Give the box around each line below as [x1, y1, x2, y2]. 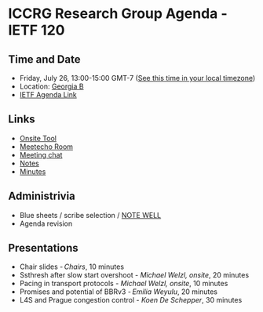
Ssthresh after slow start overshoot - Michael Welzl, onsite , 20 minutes [19, 270, 250, 280]
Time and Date [8, 53, 81, 66]
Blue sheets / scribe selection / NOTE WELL [19, 210, 162, 219]
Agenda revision [19, 219, 73, 228]
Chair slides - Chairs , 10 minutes [19, 262, 124, 271]
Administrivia [8, 190, 76, 203]
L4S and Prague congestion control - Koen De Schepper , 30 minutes [19, 296, 243, 305]
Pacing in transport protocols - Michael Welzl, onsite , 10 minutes [19, 279, 228, 288]
